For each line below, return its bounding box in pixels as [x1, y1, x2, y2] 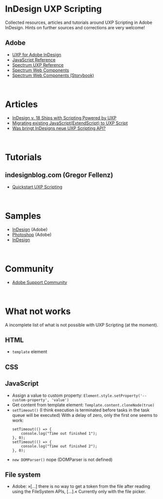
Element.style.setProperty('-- [83, 393, 147, 398]
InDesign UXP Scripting [5, 3, 102, 15]
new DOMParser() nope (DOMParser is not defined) [12, 456, 113, 463]
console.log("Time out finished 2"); [21, 444, 97, 448]
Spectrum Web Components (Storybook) [12, 72, 94, 78]
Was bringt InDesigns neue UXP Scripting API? [12, 125, 106, 131]
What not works [5, 305, 71, 317]
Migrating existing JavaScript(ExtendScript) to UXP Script [12, 120, 128, 126]
